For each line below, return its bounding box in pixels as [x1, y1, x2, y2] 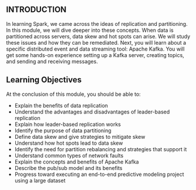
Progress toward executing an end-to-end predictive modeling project [14, 171, 184, 178]
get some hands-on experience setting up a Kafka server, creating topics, [6, 51, 185, 58]
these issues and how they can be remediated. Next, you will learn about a [6, 39, 187, 46]
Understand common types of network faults [14, 152, 124, 159]
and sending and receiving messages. [6, 58, 98, 65]
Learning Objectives [6, 75, 82, 85]
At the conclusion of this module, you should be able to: [6, 91, 141, 98]
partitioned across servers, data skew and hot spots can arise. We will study [6, 32, 191, 40]
